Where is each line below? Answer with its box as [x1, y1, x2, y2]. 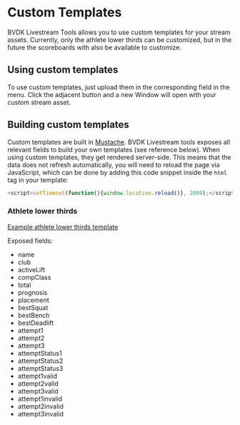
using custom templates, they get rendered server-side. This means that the [7, 153, 231, 161]
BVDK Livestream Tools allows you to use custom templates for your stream [7, 28, 231, 36]
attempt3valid [17, 386, 59, 395]
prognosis [17, 288, 48, 296]
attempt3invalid [17, 409, 64, 418]
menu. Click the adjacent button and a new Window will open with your [7, 90, 216, 99]
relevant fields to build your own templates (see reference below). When [7, 145, 220, 154]
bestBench [17, 311, 50, 319]
